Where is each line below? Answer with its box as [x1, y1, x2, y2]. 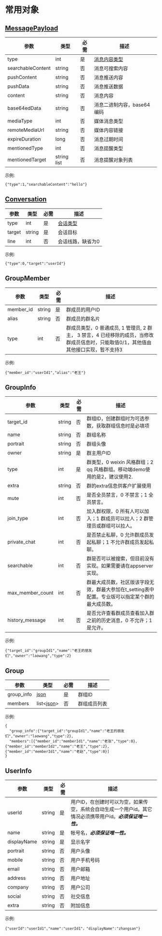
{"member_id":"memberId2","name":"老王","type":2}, [5, 744, 109, 749]
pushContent [7, 74, 37, 81]
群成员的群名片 [66, 315, 100, 322]
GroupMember [5, 274, 50, 283]
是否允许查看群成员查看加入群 [86, 610, 154, 616]
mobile [7, 856, 23, 863]
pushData [7, 83, 29, 90]
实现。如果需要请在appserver [86, 563, 153, 569]
